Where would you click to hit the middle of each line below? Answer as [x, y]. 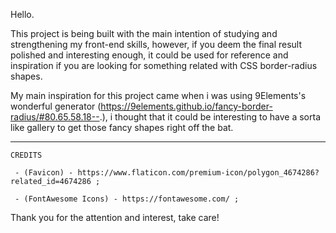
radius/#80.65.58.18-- [55, 117]
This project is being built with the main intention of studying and [144, 33]
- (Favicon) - [44, 173]
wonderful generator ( [56, 106]
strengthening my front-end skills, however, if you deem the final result [156, 44]
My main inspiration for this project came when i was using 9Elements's [158, 95]
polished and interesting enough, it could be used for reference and [149, 55]
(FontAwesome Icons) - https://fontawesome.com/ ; [131, 199]
